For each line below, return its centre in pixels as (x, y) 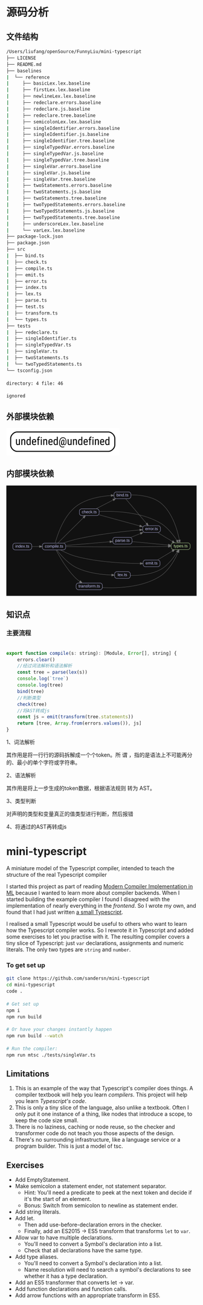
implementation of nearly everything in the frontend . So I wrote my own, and (101, 905)
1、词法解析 (21, 742)
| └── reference (28, 77)
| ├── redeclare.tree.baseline (51, 116)
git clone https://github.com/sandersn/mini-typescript (78, 978)
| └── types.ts (27, 319)
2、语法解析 (21, 775)
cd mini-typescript (31, 985)
